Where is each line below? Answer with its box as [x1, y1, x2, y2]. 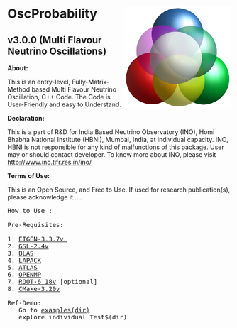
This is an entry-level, [7, 77, 71, 86]
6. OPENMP [7, 270, 41, 278]
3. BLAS [7, 249, 34, 257]
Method [7, 85, 31, 94]
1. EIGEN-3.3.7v [7, 235, 64, 243]
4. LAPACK [7, 256, 41, 264]
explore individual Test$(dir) [18, 313, 128, 321]
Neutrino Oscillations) [7, 45, 107, 57]
